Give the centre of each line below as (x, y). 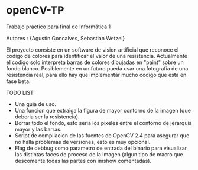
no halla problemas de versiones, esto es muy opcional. (82, 142)
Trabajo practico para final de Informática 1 (59, 27)
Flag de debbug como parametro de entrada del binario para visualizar (101, 148)
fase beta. (18, 81)
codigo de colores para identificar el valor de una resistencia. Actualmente (97, 56)
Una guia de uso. (35, 104)
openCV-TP (35, 10)
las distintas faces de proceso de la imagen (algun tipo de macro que (99, 154)
